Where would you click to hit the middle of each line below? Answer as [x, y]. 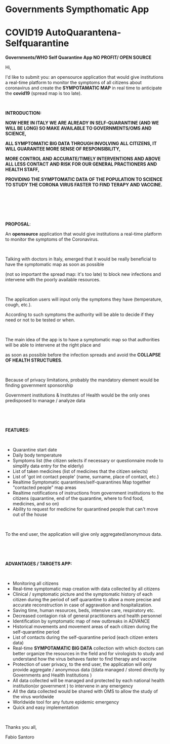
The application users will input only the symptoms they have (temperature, [84, 299]
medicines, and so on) [36, 504]
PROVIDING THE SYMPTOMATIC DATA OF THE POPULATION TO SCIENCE [84, 179]
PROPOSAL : [18, 224]
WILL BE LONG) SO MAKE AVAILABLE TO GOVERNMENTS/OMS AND [78, 128]
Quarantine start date [35, 450]
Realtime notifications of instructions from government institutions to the [88, 493]
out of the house [30, 514]
